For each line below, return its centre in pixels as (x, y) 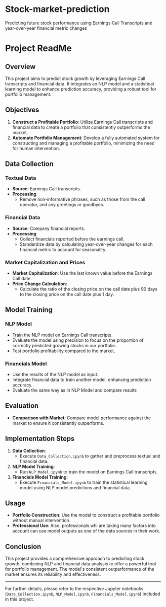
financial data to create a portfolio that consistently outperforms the (81, 127)
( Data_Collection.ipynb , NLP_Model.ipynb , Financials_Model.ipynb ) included (83, 594)
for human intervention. (36, 148)
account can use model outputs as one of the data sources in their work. (86, 531)
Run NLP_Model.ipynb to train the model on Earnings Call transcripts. (89, 472)
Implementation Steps (40, 439)
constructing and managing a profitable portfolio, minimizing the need (83, 143)
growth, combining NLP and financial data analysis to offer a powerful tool (81, 564)
